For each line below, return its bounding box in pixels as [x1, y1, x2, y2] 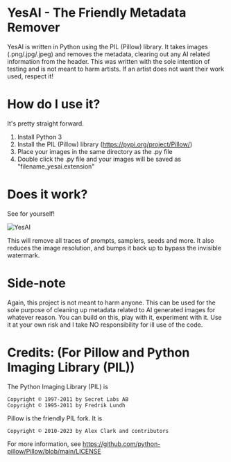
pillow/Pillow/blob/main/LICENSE [7, 447, 102, 455]
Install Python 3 [17, 132, 62, 141]
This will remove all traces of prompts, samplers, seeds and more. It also [7, 236, 214, 244]
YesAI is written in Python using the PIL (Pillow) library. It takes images [7, 42, 208, 51]
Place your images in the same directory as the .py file [17, 147, 173, 155]
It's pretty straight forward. [7, 119, 85, 128]
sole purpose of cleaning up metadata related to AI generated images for [7, 305, 216, 314]
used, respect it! [7, 71, 54, 80]
